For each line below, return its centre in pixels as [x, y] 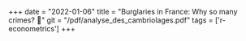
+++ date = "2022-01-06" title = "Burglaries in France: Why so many [123, 12]
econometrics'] [34, 29]
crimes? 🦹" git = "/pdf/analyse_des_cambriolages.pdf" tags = [111, 20]
